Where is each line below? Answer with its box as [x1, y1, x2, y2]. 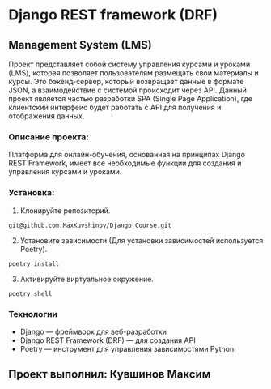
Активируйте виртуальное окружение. [19, 274, 154, 284]
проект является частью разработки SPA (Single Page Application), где [8, 94, 253, 103]
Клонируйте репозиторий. [19, 205, 111, 216]
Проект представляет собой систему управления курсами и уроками [8, 59, 251, 69]
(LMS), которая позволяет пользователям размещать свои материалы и [8, 68, 259, 78]
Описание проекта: [8, 131, 89, 143]
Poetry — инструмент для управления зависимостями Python [19, 344, 235, 353]
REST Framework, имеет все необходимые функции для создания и [8, 158, 242, 168]
